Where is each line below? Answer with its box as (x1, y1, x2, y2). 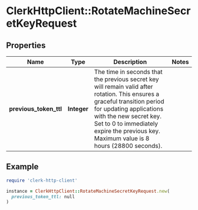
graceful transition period (94, 98, 164, 105)
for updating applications (94, 105, 164, 113)
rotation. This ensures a (94, 90, 160, 98)
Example (6, 161, 39, 172)
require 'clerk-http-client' (6, 177, 78, 183)
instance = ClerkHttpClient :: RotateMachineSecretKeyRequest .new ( (6, 188, 170, 194)
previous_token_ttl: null (11, 193, 75, 199)
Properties (6, 40, 46, 50)
